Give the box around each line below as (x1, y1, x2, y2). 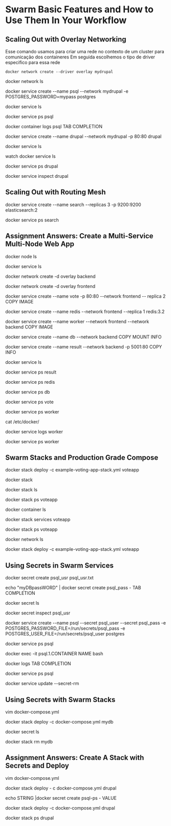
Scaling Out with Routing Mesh (5, 188, 106, 197)
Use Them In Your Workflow (5, 14, 127, 26)
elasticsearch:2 (5, 206, 38, 213)
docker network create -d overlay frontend (5, 283, 96, 289)
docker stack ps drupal (5, 815, 54, 821)
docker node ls (5, 253, 37, 259)
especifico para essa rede (5, 59, 60, 65)
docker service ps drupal (5, 163, 58, 169)
